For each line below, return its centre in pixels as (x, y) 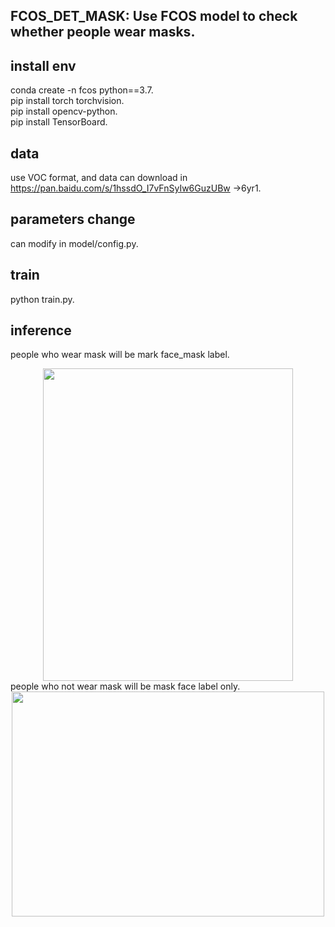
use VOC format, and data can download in (99, 178)
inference (41, 330)
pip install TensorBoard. (59, 122)
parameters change (73, 219)
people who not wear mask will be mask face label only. (125, 686)
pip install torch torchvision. (67, 101)
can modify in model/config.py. (74, 243)
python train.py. (42, 299)
